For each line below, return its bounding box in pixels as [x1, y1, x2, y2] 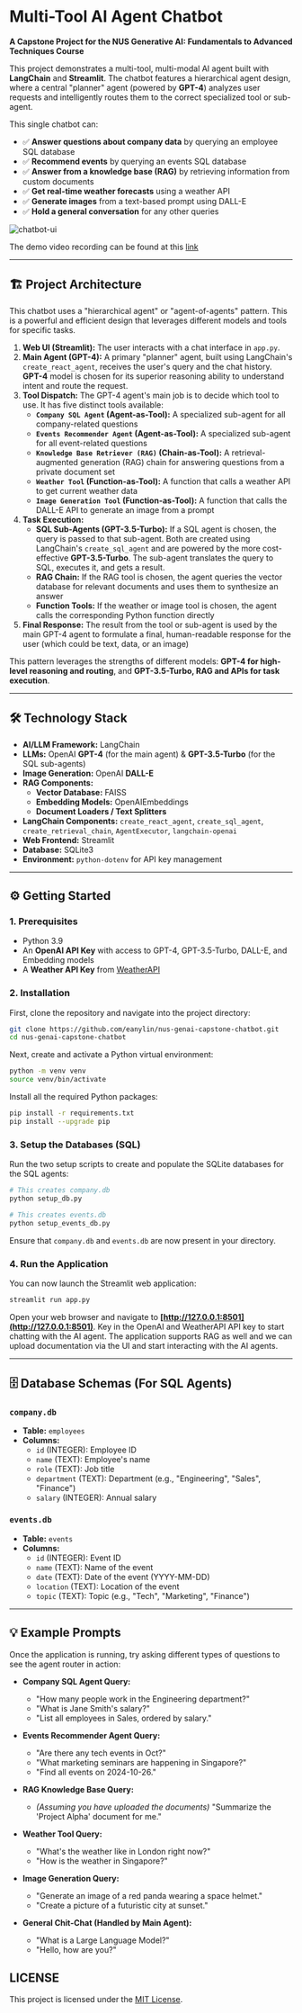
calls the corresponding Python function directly [35, 609, 215, 620]
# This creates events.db [9, 1210, 106, 1219]
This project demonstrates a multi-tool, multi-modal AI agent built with [9, 63, 270, 74]
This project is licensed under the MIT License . [9, 1994, 183, 2005]
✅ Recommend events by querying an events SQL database [22, 156, 247, 166]
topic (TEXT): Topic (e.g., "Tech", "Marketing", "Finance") [35, 1590, 250, 1601]
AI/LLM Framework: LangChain [22, 739, 140, 750]
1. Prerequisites [9, 915, 78, 928]
